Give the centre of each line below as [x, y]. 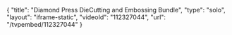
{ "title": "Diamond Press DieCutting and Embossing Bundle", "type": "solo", [116, 10]
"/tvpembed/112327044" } [44, 24]
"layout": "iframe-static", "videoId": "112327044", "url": [86, 17]
